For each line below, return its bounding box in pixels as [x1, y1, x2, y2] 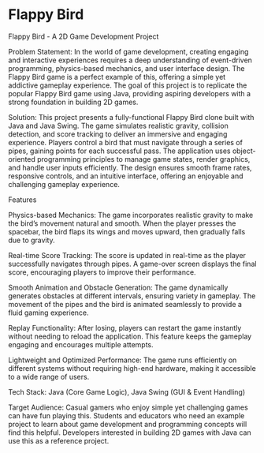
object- [232, 146, 256, 155]
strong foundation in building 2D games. [8, 97, 139, 107]
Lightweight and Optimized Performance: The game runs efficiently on [8, 355, 237, 365]
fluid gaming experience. [8, 308, 89, 317]
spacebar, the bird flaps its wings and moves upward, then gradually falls [8, 226, 246, 236]
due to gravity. [8, 235, 55, 245]
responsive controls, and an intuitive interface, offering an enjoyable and [8, 171, 244, 181]
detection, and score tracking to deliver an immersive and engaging [8, 129, 228, 139]
